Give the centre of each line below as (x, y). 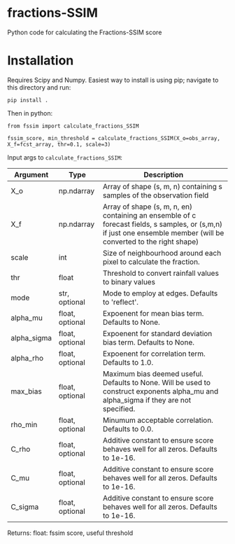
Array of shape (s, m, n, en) (147, 207)
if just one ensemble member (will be (163, 232)
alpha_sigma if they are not (147, 400)
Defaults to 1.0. (128, 362)
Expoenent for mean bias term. (153, 313)
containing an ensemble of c (149, 215)
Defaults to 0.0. (128, 428)
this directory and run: (39, 87)
